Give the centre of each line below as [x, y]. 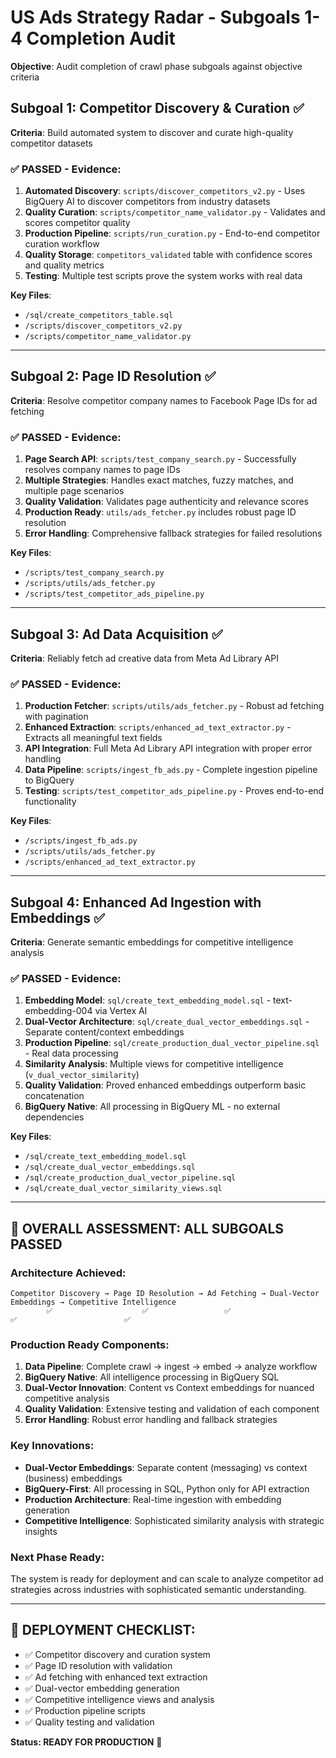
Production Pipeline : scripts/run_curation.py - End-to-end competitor [172, 233]
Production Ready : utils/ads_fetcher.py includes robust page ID [160, 512]
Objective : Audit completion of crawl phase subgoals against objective [156, 66]
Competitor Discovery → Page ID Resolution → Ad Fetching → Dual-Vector [165, 1294]
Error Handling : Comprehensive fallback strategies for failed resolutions [173, 533]
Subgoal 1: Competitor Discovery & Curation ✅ [157, 108]
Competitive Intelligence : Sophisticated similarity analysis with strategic [174, 1520]
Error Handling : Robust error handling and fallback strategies [151, 1420]
